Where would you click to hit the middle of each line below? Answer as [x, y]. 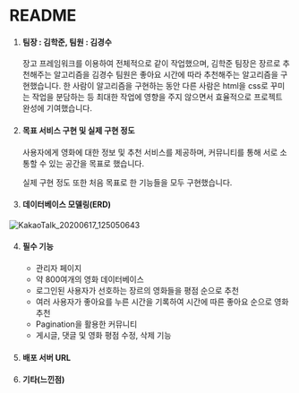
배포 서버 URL [47, 357]
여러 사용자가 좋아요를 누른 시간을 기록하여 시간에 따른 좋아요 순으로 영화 [162, 302]
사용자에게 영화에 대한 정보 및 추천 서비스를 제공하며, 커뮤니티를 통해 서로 [150, 152]
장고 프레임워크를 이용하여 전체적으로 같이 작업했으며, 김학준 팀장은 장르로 [151, 64]
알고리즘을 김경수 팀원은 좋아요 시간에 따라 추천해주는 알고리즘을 [166, 75]
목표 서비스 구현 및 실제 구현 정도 [79, 130]
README [43, 16]
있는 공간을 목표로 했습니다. [97, 163]
